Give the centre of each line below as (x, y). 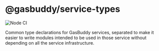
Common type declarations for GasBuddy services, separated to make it (79, 32)
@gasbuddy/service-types (63, 9)
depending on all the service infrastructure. (50, 43)
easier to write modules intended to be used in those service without (76, 38)
